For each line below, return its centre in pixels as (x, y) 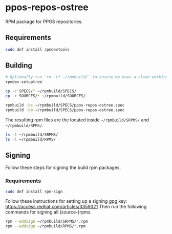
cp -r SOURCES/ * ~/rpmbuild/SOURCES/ (46, 96)
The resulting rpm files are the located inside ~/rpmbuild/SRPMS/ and (77, 120)
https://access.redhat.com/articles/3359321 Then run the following (76, 207)
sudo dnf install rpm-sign (34, 192)
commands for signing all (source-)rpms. (49, 212)
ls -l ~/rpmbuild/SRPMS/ (32, 135)
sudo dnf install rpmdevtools (38, 49)
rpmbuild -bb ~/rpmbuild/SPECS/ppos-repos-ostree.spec (65, 110)
